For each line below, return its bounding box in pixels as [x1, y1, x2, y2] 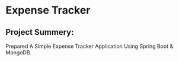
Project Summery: [5, 27, 74, 37]
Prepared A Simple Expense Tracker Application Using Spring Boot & [5, 43, 174, 50]
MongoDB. [5, 49, 32, 56]
